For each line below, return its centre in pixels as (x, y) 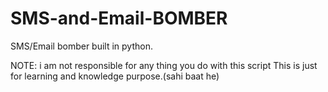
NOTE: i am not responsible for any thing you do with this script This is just (164, 65)
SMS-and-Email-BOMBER (119, 18)
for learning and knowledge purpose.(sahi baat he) (115, 76)
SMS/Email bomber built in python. (81, 46)
